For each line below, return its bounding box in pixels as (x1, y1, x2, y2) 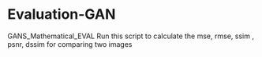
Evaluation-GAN (7, 5, 116, 23)
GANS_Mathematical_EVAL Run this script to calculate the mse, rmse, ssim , (7, 31, 254, 41)
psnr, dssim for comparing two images (7, 39, 133, 48)
